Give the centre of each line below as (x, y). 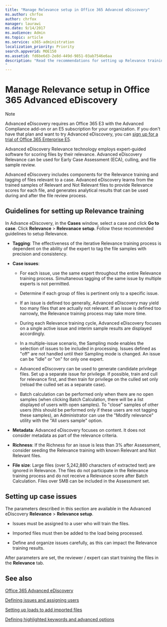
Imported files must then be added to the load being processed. (78, 533)
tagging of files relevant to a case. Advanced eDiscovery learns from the (80, 180)
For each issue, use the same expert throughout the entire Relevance (90, 273)
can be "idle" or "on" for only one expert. (62, 359)
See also (19, 579)
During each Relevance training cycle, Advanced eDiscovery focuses (90, 323)
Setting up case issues (41, 497)
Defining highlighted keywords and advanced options (60, 619)
